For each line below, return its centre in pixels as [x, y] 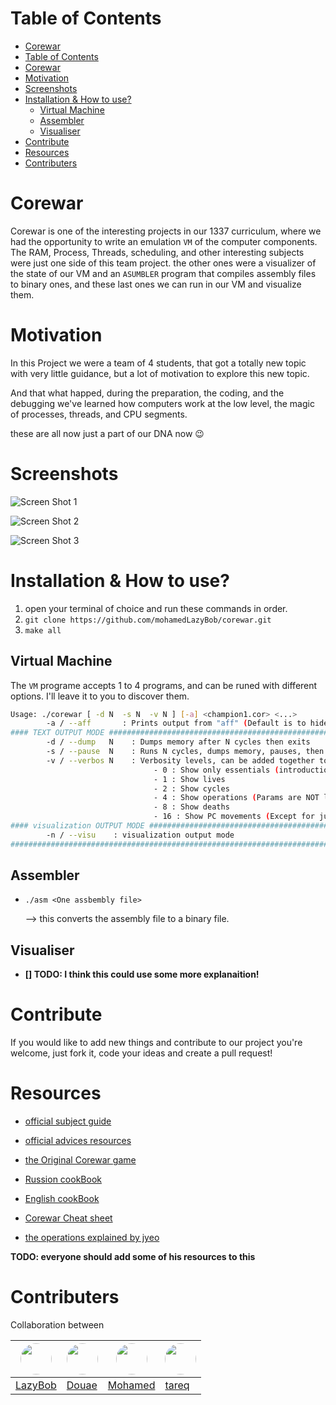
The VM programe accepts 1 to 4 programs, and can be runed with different [164, 685]
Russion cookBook [63, 1179]
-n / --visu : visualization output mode [140, 835]
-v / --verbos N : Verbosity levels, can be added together [180, 760]
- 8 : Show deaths [191, 807]
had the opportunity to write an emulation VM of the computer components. [164, 241]
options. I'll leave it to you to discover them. [100, 696]
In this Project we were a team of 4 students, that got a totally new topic [158, 363]
